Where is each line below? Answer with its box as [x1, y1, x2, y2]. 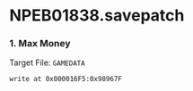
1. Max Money [9, 37, 71, 50]
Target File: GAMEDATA [9, 57, 85, 68]
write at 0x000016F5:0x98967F [9, 75, 123, 84]
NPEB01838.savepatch [9, 5, 185, 26]
